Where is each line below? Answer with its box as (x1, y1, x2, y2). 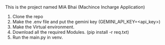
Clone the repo (12, 14, 43, 19)
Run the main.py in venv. (12, 34, 63, 40)
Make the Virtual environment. (12, 24, 75, 30)
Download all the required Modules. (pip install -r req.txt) (12, 29, 130, 35)
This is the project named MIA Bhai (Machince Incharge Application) (5, 4, 146, 10)
